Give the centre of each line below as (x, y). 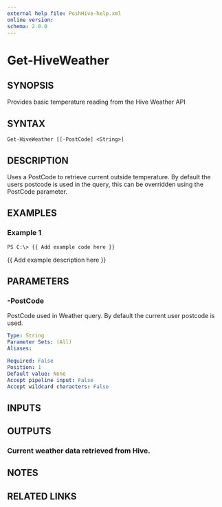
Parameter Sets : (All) (40, 342)
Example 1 (24, 233)
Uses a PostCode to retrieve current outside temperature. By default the (109, 177)
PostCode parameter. (37, 192)
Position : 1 (24, 367)
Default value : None (37, 374)
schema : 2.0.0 (27, 26)
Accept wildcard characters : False (58, 386)
